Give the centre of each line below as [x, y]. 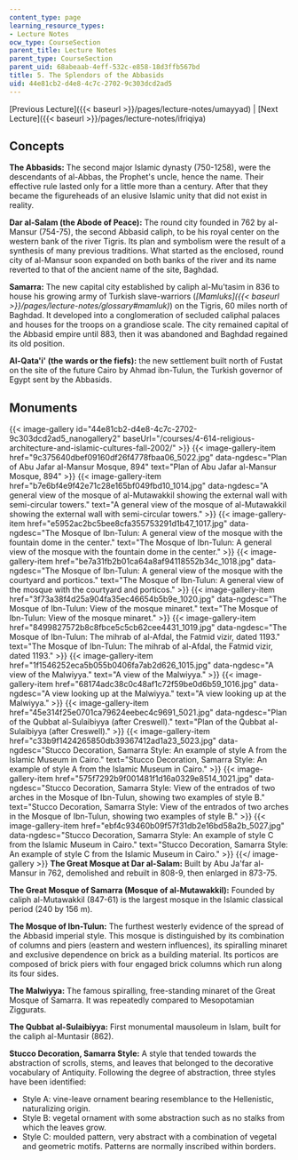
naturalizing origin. [56, 1108]
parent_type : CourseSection [61, 59]
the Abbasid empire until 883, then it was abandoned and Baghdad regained [149, 334]
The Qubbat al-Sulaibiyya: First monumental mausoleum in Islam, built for [145, 1027]
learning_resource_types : [57, 26]
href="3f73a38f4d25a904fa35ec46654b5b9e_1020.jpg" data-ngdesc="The [148, 599]
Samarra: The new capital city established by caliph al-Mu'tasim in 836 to [145, 287]
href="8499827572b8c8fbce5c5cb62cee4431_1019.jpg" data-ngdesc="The [148, 628]
